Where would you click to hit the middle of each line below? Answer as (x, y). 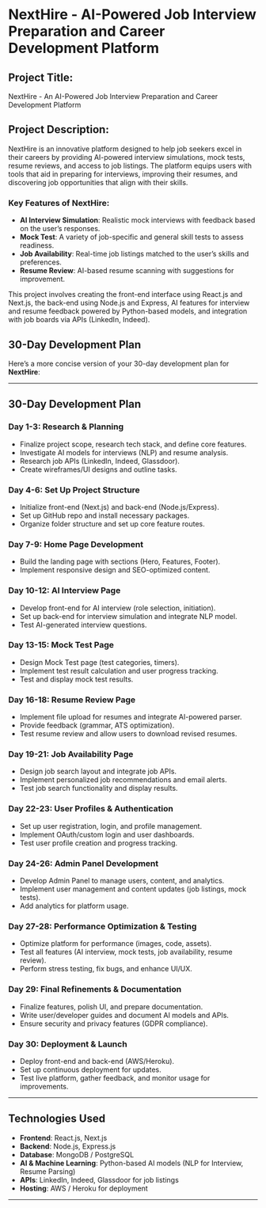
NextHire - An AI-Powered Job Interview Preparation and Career (113, 96)
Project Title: (41, 77)
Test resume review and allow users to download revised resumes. (128, 734)
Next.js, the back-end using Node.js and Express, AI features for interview (129, 303)
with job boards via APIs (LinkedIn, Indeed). (79, 320)
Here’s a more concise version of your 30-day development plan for (119, 363)
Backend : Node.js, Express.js (68, 1146)
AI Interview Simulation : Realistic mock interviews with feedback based (137, 220)
